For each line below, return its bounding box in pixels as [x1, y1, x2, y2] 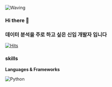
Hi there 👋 [5, 17, 30, 24]
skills [5, 55, 18, 62]
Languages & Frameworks [5, 66, 60, 72]
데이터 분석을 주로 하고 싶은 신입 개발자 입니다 [5, 31, 108, 38]
